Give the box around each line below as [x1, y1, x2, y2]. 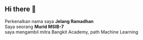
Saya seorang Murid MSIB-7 [5, 23, 64, 29]
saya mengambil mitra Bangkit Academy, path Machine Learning [5, 28, 138, 35]
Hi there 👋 [5, 5, 36, 13]
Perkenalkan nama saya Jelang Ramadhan [5, 18, 94, 24]
